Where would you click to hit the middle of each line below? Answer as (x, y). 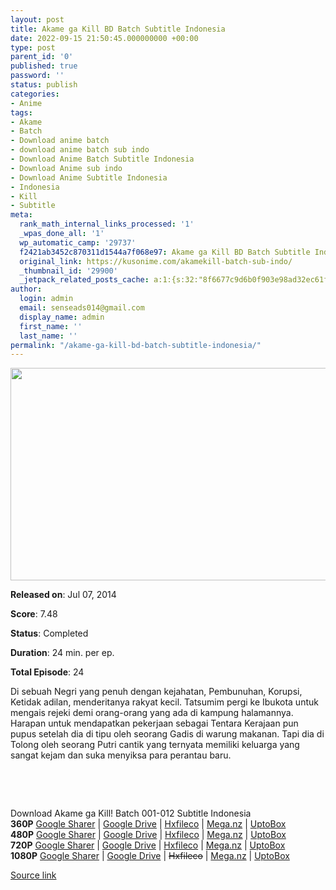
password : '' (37, 76)
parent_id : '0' (42, 57)
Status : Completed (49, 633)
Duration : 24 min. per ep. (62, 653)
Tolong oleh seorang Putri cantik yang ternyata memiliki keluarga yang (155, 745)
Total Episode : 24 (47, 672)
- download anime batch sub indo (80, 150)
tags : (21, 112)
